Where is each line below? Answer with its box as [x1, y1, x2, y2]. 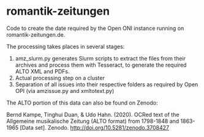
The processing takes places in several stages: [6, 43, 125, 50]
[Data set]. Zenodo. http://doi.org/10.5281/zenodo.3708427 [20, 124, 170, 131]
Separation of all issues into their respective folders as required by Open [15, 81, 198, 88]
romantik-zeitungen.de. [6, 31, 66, 38]
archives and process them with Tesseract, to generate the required [15, 61, 187, 68]
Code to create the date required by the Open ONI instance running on [6, 24, 184, 32]
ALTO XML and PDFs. [15, 67, 70, 75]
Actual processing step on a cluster [15, 74, 105, 81]
